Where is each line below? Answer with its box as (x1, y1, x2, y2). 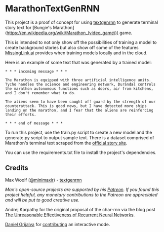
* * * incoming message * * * (5, 69, 68, 74)
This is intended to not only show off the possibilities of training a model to (5, 39, 157, 45)
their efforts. (5, 112, 37, 117)
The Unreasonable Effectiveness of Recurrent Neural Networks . (5, 212, 135, 218)
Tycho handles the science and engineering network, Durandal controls (5, 82, 156, 87)
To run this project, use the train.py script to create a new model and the (5, 129, 152, 135)
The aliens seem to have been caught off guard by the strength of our (5, 99, 156, 104)
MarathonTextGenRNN (5, 3, 100, 14)
